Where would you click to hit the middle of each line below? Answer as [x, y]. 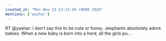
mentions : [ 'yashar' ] [28, 14]
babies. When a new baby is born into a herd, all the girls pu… [68, 33]
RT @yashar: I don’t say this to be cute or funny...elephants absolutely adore [83, 28]
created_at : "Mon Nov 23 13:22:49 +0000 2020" [54, 10]
